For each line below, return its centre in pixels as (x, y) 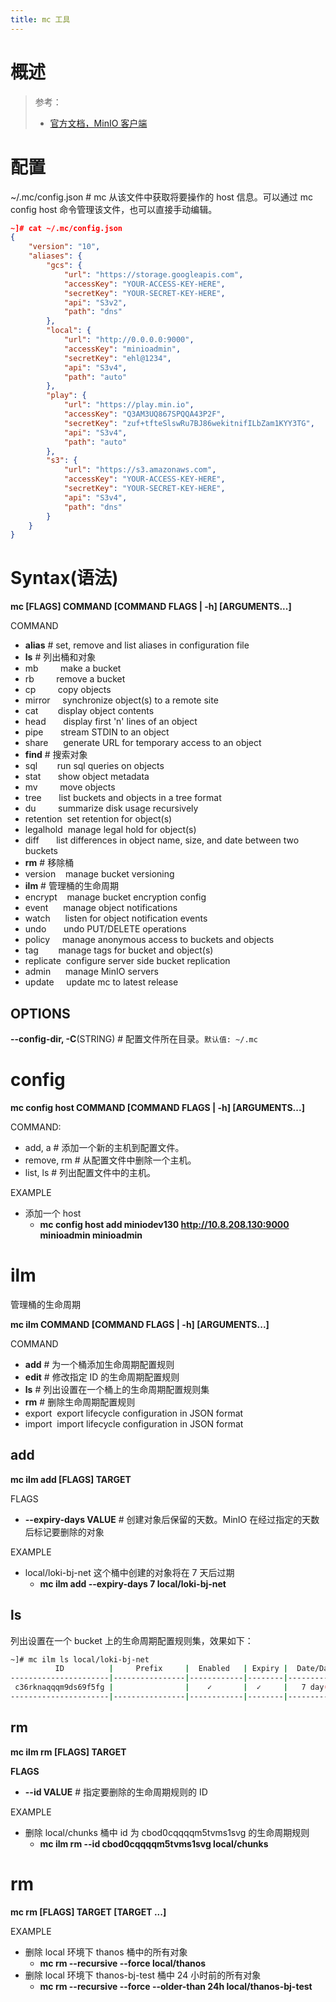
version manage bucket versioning (99, 874)
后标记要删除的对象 (64, 1532)
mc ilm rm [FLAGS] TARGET (68, 1752)
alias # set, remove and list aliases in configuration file (137, 645)
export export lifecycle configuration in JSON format (134, 1413)
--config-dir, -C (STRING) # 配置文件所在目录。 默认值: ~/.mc (134, 1039)
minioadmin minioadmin (91, 1235)
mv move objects (70, 787)
